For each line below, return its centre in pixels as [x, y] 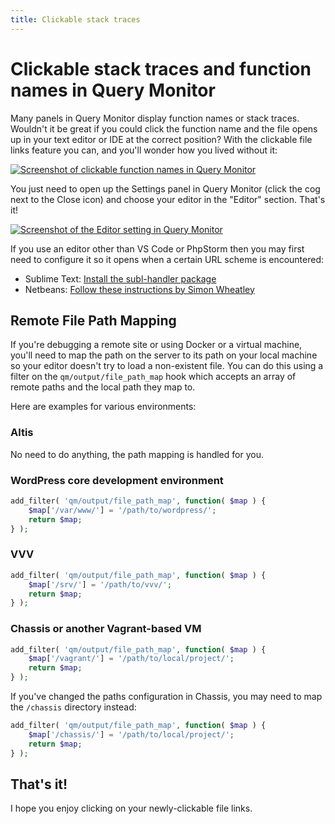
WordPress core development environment [117, 480]
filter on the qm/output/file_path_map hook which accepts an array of [153, 377]
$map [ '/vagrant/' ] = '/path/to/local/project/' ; [131, 659]
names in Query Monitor [113, 90]
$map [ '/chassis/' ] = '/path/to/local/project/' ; [131, 734]
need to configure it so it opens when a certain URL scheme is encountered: [167, 259]
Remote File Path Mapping [93, 320]
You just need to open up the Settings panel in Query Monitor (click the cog [165, 188]
